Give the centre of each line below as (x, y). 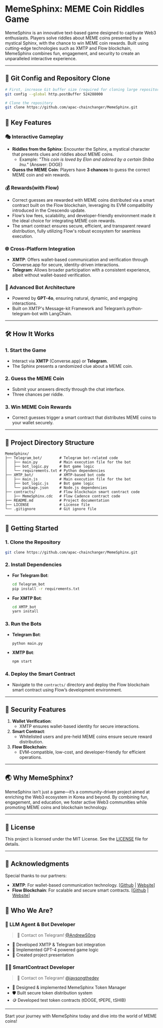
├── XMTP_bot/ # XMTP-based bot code (55, 475)
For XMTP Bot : (27, 598)
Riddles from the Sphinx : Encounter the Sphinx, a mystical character (81, 149)
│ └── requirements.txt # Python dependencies (55, 471)
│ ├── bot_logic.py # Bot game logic (50, 466)
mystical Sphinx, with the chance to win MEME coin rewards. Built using (77, 43)
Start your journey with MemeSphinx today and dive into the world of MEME (81, 1016)
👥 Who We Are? (29, 911)
